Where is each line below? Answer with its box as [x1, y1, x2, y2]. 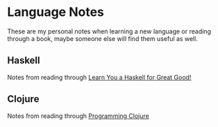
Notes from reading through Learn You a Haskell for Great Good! [7, 73, 192, 81]
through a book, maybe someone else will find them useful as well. [7, 34, 198, 42]
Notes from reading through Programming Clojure [7, 112, 149, 120]
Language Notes [7, 4, 104, 20]
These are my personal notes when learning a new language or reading [7, 27, 212, 35]
